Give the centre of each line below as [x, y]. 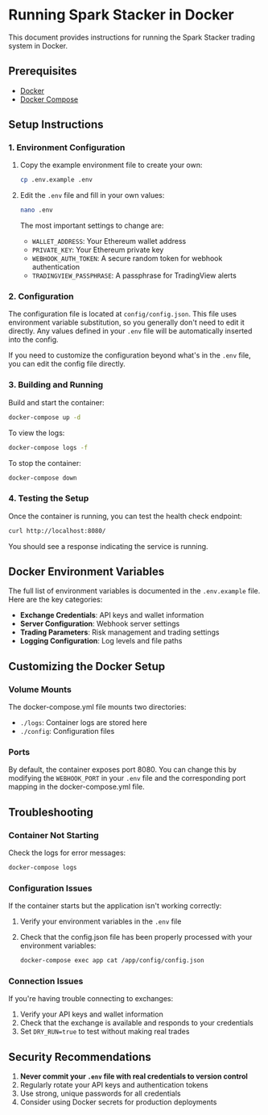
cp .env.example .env [56, 180]
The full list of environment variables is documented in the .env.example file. [134, 591]
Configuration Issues [50, 888]
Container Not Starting [54, 835]
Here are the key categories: [56, 600]
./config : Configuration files [67, 731]
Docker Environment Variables [87, 571]
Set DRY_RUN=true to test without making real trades [105, 1032]
